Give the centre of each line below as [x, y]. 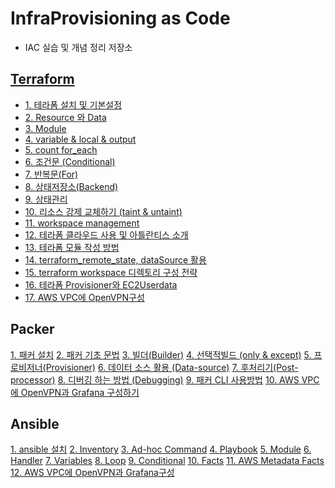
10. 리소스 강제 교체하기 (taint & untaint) [103, 211]
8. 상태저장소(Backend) [71, 186]
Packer [32, 329]
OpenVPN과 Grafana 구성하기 [80, 392]
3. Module [45, 128]
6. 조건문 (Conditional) [70, 161]
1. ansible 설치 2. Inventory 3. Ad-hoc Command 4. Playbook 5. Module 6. [161, 449]
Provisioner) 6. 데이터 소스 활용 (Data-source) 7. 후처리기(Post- [172, 367]
